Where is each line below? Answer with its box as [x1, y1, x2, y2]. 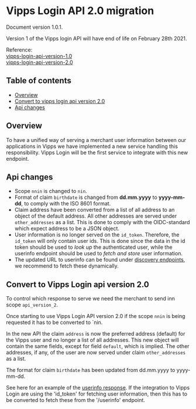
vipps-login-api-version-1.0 [6, 52, 73, 59]
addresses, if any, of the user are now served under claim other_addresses [6, 349, 186, 356]
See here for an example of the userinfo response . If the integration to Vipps [6, 384, 190, 391]
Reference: [6, 46, 33, 53]
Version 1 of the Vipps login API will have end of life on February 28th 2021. [6, 35, 187, 42]
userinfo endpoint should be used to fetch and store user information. [14, 250, 183, 257]
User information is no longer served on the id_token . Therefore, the [14, 231, 180, 238]
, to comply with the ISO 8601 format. [21, 200, 111, 207]
